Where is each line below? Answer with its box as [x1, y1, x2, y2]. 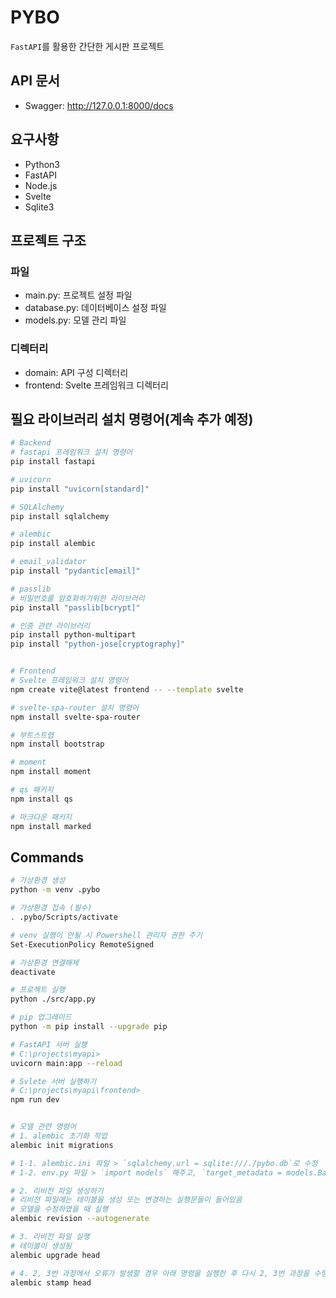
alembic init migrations [10, 1140, 114, 1150]
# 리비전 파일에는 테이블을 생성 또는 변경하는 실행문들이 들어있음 [10, 1195, 243, 1205]
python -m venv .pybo [10, 885, 101, 895]
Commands [10, 849, 85, 866]
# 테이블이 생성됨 [10, 1241, 73, 1251]
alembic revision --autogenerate [10, 1214, 150, 1224]
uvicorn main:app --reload [10, 1058, 123, 1068]
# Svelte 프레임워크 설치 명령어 [10, 676, 129, 686]
